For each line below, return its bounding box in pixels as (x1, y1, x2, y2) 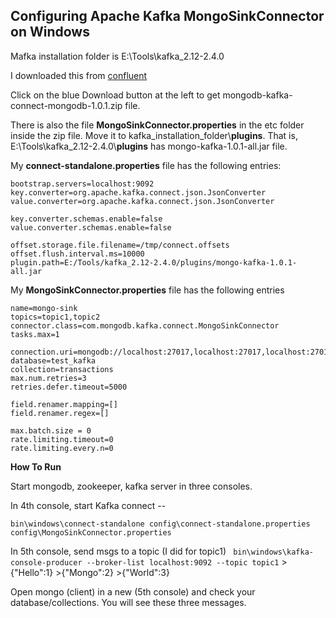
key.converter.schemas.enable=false (10, 214, 163, 224)
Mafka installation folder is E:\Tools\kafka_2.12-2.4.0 (10, 50, 225, 62)
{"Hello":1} (10, 566, 54, 578)
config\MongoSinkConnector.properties (10, 527, 172, 538)
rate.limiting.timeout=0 (10, 434, 114, 444)
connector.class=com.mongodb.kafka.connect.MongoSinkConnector (10, 320, 280, 331)
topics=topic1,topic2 (10, 312, 101, 322)
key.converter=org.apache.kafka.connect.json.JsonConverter (10, 187, 267, 198)
